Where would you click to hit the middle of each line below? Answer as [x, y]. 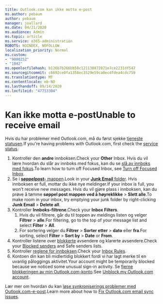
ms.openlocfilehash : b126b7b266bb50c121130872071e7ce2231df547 [70, 68]
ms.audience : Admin [25, 32]
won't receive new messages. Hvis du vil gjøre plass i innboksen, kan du [84, 189]
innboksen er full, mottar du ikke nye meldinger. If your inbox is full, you [83, 184]
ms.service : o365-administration [39, 41]
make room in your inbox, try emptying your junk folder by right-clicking [84, 200]
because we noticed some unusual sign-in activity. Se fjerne [73, 267]
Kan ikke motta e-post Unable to [70, 115]
